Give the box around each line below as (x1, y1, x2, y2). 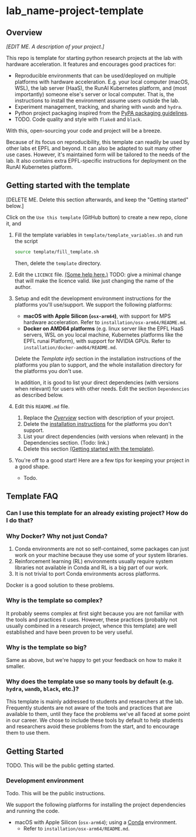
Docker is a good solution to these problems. (6, 581, 114, 589)
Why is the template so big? (6, 643, 87, 651)
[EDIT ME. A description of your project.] (6, 43, 104, 50)
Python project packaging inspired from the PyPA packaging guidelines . (14, 110, 189, 116)
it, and (6, 220, 22, 227)
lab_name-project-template (6, 4, 144, 18)
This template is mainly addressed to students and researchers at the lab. (6, 698, 184, 705)
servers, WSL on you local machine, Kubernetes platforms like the (23, 331, 183, 338)
